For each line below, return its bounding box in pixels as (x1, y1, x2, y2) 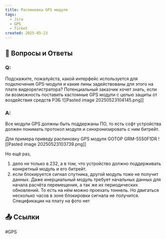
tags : (5, 12, 16, 17)
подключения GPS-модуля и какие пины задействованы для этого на (5, 81, 154, 87)
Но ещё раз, (5, 151, 31, 157)
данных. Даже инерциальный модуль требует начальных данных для (12, 176, 161, 182)
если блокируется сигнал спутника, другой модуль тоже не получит (12, 171, 159, 177)
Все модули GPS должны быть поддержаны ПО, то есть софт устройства (5, 121, 162, 127)
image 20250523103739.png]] (23, 141, 86, 147)
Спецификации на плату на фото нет (12, 197, 90, 203)
